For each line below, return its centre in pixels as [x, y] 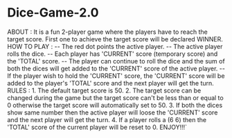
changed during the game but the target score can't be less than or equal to [115, 97]
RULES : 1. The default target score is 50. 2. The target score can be [104, 90]
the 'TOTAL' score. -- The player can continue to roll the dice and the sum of [116, 61]
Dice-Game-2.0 [53, 13]
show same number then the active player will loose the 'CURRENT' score [113, 112]
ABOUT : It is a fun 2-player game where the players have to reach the [107, 32]
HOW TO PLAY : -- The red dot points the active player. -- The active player [115, 46]
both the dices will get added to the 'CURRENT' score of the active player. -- [116, 68]
